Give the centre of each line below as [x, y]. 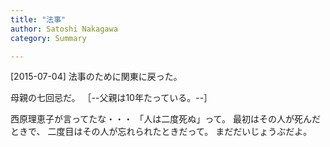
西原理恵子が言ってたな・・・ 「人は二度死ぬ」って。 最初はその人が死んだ [166, 119]
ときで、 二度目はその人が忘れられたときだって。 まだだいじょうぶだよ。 [161, 132]
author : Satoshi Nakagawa [64, 29]
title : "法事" [38, 19]
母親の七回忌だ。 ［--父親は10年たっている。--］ [111, 98]
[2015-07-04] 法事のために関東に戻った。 [96, 77]
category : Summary [48, 38]
